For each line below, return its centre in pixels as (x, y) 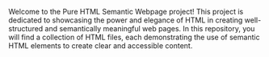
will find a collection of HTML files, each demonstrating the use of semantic (134, 37)
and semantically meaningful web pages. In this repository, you (150, 28)
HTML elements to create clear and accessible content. (101, 46)
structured (26, 28)
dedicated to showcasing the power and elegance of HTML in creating (126, 20)
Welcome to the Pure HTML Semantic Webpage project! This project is (126, 12)
